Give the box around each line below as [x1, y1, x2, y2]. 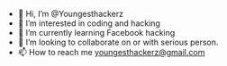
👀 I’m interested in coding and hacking [17, 18, 160, 29]
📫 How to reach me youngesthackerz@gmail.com [17, 47, 205, 57]
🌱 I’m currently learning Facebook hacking [17, 28, 176, 37]
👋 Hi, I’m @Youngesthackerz [17, 9, 124, 19]
